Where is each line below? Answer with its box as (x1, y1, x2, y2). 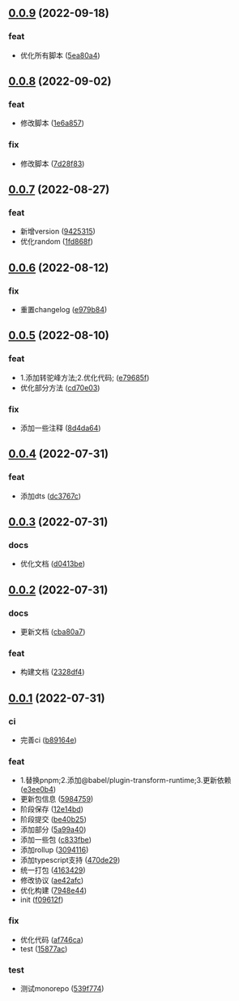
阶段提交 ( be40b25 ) (19, 815, 87, 825)
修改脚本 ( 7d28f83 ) (19, 159, 85, 168)
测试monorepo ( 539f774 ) (19, 983, 105, 993)
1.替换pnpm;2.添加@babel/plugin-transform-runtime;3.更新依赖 (19, 776, 232, 786)
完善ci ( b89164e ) (19, 735, 77, 745)
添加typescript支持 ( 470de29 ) (19, 855, 121, 865)
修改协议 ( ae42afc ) (19, 876, 84, 886)
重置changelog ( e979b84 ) (19, 305, 108, 315)
